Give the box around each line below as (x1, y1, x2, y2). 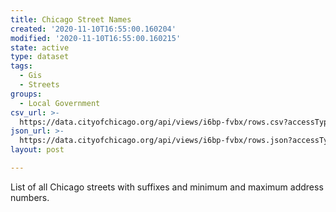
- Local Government (19, 98, 101, 108)
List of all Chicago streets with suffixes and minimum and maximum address (10, 181, 324, 193)
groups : (10, 89, 43, 99)
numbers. (10, 191, 50, 203)
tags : (10, 61, 33, 71)
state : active (10, 42, 70, 53)
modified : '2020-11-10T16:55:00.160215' (10, 33, 182, 43)
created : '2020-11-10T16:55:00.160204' (10, 24, 177, 34)
